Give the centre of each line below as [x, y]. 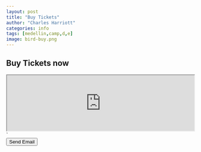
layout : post [22, 12]
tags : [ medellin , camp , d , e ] [40, 34]
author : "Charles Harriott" [41, 23]
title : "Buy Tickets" [33, 17]
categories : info [28, 28]
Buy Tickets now [38, 63]
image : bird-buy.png [32, 39]
